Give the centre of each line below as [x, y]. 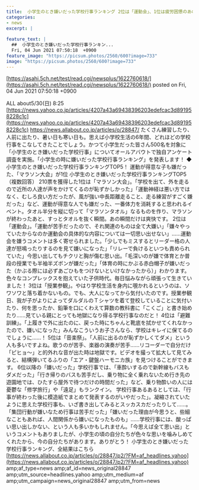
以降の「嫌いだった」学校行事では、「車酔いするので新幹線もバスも [107, 367]
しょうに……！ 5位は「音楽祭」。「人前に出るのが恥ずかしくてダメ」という [101, 337]
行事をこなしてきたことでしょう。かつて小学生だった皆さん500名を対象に [96, 144]
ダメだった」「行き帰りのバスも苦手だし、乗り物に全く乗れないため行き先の [98, 374]
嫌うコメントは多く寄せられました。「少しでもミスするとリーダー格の [101, 241]
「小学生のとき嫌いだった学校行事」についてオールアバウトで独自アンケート [99, 151]
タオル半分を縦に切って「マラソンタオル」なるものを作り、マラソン [109, 211]
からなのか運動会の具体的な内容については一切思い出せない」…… [101, 233]
